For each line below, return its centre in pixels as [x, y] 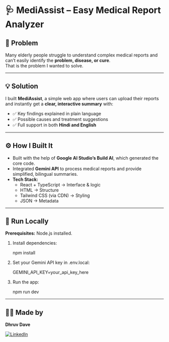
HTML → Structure [39, 190]
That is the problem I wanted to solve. [44, 66]
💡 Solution [22, 86]
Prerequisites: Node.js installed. [39, 233]
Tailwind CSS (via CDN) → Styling [55, 195]
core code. [24, 163]
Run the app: [26, 282]
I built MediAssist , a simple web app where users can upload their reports [82, 98]
